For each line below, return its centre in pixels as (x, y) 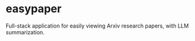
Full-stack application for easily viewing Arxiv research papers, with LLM (97, 26)
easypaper (34, 9)
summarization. (25, 32)
